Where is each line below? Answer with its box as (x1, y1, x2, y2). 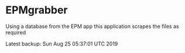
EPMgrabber (5, 3, 68, 17)
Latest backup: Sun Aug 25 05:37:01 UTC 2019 (5, 40, 118, 47)
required (5, 29, 26, 36)
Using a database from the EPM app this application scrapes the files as (5, 23, 179, 30)
